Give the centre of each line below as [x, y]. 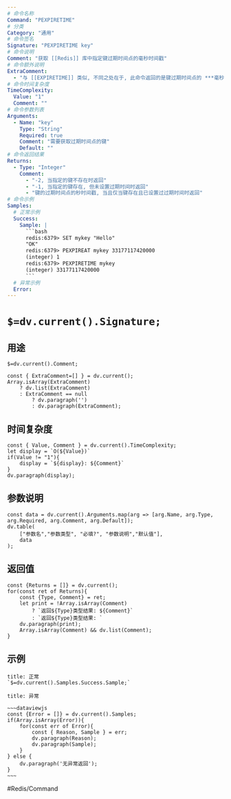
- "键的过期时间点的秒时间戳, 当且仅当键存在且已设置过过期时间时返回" [114, 193]
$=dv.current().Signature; [84, 322]
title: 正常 [23, 676]
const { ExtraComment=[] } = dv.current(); [70, 376]
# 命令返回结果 [26, 155]
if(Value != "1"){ [33, 458]
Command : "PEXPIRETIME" [41, 20]
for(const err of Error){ [57, 726]
